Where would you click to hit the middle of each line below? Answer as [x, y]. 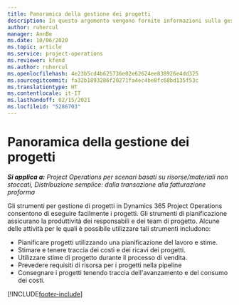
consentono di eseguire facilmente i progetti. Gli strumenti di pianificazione [117, 213]
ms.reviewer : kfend [36, 61]
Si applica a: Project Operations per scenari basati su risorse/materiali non [118, 177]
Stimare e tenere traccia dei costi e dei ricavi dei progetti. [102, 249]
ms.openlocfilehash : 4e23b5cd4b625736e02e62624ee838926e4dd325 [103, 73]
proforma [21, 192]
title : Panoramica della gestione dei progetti [79, 14]
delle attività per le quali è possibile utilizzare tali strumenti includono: [109, 228]
